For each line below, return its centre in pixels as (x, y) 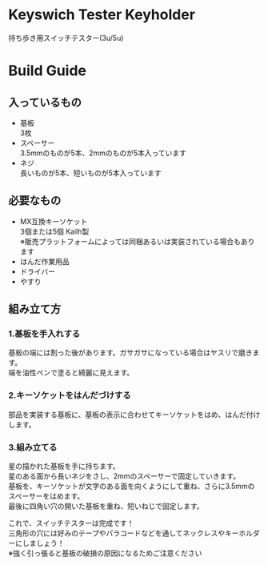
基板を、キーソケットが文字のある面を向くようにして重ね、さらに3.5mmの (132, 487)
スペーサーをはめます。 (46, 496)
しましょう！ (43, 543)
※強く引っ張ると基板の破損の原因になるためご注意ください (105, 553)
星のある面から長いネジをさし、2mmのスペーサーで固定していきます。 (124, 476)
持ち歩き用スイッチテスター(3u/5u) (66, 38)
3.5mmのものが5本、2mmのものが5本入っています (103, 153)
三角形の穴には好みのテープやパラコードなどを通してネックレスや (117, 533)
